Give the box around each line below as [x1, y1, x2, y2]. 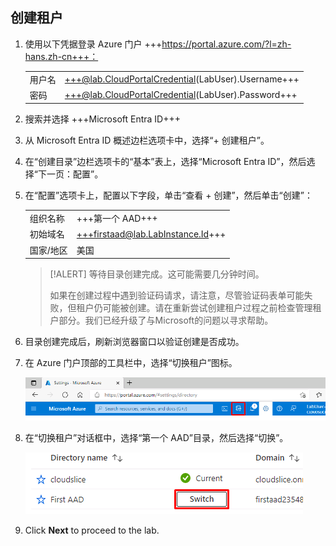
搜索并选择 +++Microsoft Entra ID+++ [24, 113, 181, 125]
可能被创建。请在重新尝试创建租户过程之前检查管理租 [102, 302, 322, 314]
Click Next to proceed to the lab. [24, 524, 160, 536]
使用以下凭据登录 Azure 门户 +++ [24, 38, 163, 50]
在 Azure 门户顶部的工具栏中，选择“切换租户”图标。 [24, 357, 238, 369]
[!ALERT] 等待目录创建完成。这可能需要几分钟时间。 [49, 268, 265, 280]
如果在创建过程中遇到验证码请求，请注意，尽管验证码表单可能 [49, 289, 305, 302]
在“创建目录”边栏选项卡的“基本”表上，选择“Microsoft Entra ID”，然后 [24, 156, 307, 168]
